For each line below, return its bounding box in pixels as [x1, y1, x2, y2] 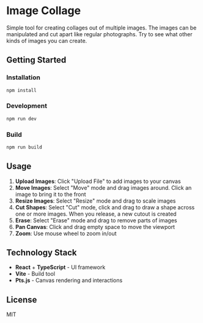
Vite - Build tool [15, 270, 56, 278]
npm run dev [6, 115, 37, 122]
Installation [6, 73, 41, 82]
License [6, 294, 37, 305]
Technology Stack [6, 247, 77, 258]
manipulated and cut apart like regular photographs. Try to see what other [6, 30, 193, 37]
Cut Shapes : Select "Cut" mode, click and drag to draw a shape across [15, 203, 195, 211]
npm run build [6, 144, 43, 150]
